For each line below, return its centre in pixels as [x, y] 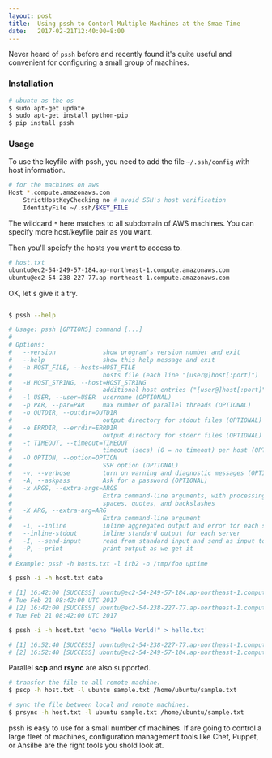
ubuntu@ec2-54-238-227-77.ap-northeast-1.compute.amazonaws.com [119, 278]
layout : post [30, 16]
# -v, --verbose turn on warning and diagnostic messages [126, 473]
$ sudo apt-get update [47, 108]
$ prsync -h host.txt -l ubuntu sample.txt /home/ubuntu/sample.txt [126, 713]
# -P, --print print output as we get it [101, 549]
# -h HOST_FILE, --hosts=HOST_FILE [72, 367]
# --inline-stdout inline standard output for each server [125, 534]
